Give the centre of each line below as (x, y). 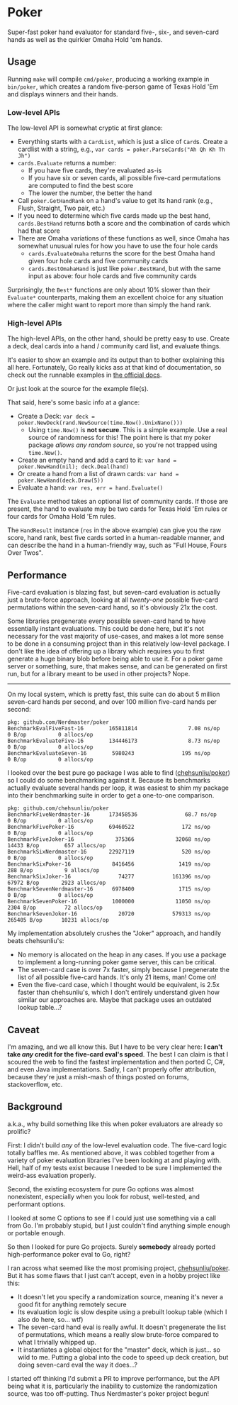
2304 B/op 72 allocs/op (55, 908)
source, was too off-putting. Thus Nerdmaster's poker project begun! (108, 1393)
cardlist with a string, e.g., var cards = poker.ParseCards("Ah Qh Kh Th (121, 149)
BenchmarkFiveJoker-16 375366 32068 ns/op (109, 839)
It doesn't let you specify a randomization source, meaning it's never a (120, 1296)
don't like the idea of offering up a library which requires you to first (106, 651)
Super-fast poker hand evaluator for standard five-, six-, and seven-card (113, 32)
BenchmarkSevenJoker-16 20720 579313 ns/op (109, 914)
